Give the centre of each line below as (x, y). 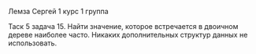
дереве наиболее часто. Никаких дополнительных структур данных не (128, 35)
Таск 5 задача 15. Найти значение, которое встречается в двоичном (123, 26)
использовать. (33, 43)
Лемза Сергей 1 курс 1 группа (58, 11)
